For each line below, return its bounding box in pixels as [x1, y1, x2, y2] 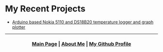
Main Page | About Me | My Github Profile [32, 41, 131, 47]
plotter [12, 24, 26, 30]
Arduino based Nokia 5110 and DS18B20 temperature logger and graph [12, 19, 154, 25]
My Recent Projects [5, 3, 86, 14]
